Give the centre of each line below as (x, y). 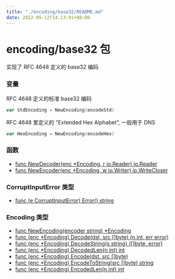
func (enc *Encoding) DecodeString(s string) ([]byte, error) (89, 244)
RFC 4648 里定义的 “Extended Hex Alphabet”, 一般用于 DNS (81, 122)
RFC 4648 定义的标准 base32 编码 (49, 98)
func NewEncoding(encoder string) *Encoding (73, 231)
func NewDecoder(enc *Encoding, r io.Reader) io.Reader (86, 164)
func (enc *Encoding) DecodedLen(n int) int (70, 250)
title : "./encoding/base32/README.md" (55, 12)
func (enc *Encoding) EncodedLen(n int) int (70, 269)
